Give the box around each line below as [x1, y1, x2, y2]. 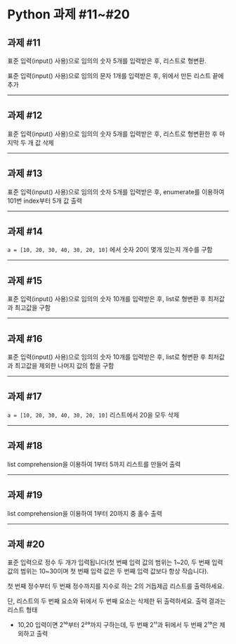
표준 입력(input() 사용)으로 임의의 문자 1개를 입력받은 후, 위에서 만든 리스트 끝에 [7, 72, 224, 80]
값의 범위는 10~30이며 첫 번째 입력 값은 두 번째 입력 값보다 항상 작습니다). [7, 567, 209, 576]
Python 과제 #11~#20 [7, 6, 130, 23]
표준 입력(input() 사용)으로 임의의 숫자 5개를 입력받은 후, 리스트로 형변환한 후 [7, 130, 218, 138]
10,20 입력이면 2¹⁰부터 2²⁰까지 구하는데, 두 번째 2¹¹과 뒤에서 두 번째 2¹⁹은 [17, 621, 218, 629]
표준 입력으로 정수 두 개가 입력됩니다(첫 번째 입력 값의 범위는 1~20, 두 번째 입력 [7, 558, 223, 567]
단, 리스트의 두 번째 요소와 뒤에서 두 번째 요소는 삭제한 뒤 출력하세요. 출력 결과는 [7, 597, 226, 605]
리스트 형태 [7, 606, 38, 614]
